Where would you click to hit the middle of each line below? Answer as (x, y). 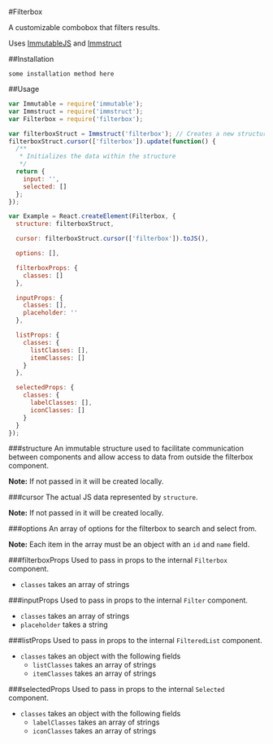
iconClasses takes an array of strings (94, 731)
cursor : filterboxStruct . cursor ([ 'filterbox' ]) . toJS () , (112, 239)
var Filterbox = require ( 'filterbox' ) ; (76, 119)
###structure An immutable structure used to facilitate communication (126, 448)
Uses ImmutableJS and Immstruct (65, 43)
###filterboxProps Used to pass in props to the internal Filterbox (118, 560)
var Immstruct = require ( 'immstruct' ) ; (76, 111)
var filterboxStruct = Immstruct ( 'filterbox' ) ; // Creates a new (121, 133)
